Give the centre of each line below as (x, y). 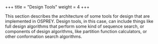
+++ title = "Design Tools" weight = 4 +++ (47, 7)
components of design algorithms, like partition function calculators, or (76, 31)
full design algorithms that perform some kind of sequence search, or (75, 26)
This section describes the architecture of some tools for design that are (77, 16)
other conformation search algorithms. (44, 36)
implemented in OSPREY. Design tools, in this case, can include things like (79, 21)
